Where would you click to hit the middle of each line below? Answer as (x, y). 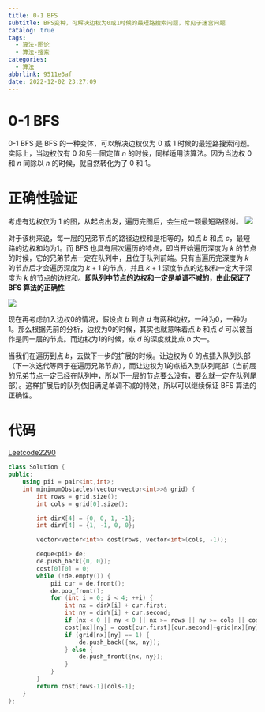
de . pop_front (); (77, 591)
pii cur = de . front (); (88, 583)
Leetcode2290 (32, 453)
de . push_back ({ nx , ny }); (119, 642)
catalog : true (32, 30)
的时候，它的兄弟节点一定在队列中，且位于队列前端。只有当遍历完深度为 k (129, 258)
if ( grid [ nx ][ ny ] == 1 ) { (107, 635)
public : (21, 475)
